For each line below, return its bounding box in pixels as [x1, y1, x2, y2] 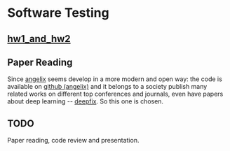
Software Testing [7, 5, 110, 21]
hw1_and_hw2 [7, 33, 72, 45]
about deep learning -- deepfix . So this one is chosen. [7, 97, 163, 106]
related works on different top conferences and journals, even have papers [7, 89, 224, 99]
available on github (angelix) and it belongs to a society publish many [7, 82, 208, 91]
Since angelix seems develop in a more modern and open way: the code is [7, 75, 222, 83]
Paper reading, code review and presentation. [7, 136, 140, 145]
